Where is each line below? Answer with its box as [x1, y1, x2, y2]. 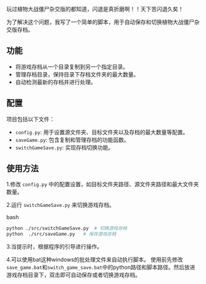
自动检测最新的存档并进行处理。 [15, 78, 96, 86]
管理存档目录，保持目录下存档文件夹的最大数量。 [15, 70, 139, 78]
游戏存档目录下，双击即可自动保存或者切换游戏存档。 [6, 271, 141, 278]
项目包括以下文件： [6, 115, 55, 122]
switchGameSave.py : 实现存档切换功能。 [15, 143, 114, 151]
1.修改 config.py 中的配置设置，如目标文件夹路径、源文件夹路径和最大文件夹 [6, 181, 199, 188]
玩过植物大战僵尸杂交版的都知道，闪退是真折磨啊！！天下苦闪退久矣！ [6, 6, 184, 12]
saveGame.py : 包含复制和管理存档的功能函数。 [15, 136, 130, 143]
